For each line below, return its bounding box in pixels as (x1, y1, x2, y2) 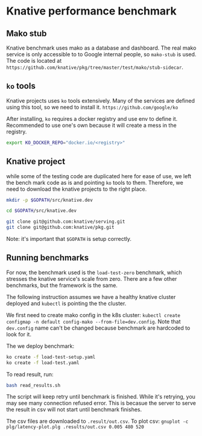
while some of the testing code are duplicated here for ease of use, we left (6, 172, 192, 179)
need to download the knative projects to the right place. (6, 185, 147, 193)
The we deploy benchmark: (6, 342, 74, 350)
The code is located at (6, 57, 62, 64)
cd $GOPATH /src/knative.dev (6, 208, 77, 214)
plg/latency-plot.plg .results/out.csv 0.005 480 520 (6, 424, 145, 430)
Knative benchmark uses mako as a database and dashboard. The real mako (6, 44, 197, 51)
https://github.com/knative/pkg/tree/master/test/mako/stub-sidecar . (6, 63, 184, 71)
